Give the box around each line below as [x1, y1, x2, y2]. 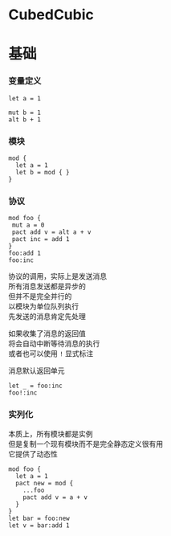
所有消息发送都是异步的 [8, 281, 86, 291]
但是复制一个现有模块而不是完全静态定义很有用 [8, 439, 163, 448]
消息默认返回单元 [8, 366, 65, 375]
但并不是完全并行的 [8, 292, 72, 301]
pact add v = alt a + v [11, 228, 92, 236]
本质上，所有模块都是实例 [8, 428, 93, 439]
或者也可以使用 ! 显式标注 [8, 349, 94, 358]
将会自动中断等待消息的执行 [8, 339, 100, 349]
